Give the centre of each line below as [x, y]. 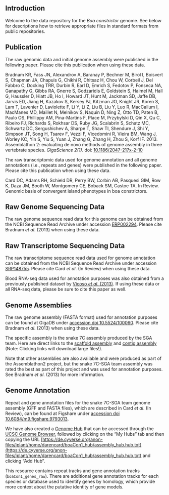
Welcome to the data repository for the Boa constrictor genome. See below [83, 20]
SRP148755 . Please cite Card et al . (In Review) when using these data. [78, 269]
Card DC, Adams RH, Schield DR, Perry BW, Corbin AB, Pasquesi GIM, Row [83, 180]
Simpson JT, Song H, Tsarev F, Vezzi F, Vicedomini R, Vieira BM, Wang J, [81, 134]
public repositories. [25, 31]
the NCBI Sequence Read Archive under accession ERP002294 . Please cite [84, 224]
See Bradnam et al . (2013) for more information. [55, 375]
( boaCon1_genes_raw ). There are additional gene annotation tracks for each [82, 476]
